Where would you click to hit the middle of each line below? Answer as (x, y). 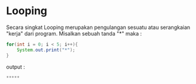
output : (16, 67)
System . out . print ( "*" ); (46, 50)
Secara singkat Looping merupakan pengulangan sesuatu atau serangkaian (98, 27)
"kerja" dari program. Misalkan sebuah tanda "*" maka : (74, 33)
